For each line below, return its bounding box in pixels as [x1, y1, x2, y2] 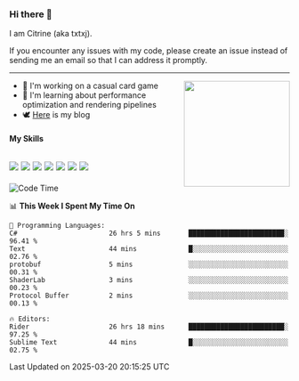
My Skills [9, 133, 44, 143]
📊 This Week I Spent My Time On [9, 200, 135, 211]
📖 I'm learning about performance [21, 90, 147, 101]
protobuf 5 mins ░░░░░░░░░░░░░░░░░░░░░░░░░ [9, 260, 289, 269]
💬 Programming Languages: [9, 221, 105, 230]
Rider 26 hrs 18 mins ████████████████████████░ [9, 322, 289, 331]
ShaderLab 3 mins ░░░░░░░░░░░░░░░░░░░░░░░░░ [9, 275, 289, 284]
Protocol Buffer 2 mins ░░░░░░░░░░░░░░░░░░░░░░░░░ [9, 291, 289, 300]
